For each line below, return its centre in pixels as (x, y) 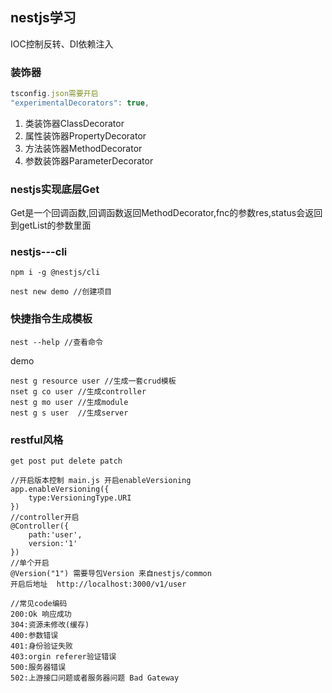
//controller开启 (45, 518)
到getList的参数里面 (51, 225)
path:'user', (55, 535)
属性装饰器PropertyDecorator (85, 135)
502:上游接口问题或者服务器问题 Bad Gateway (95, 678)
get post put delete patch (66, 461)
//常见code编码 (39, 604)
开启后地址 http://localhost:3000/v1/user (98, 584)
